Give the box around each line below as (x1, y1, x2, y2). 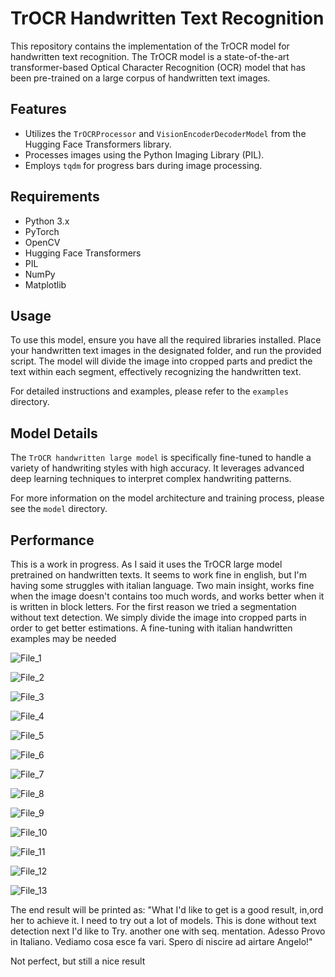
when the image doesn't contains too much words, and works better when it (10, 590, 325, 602)
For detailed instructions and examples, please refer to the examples (10, 385, 289, 397)
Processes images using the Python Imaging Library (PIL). (24, 148, 265, 161)
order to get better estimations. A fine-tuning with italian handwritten (10, 622, 293, 634)
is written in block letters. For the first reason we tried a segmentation (10, 601, 297, 612)
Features (10, 101, 67, 118)
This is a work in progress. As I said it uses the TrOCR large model (10, 558, 283, 570)
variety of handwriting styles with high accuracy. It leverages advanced (10, 462, 305, 474)
